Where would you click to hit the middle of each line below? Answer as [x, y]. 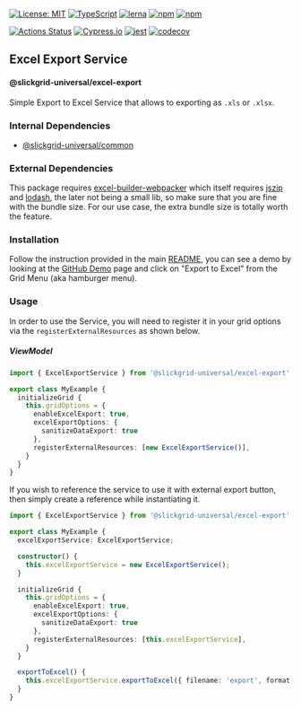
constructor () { [47, 557]
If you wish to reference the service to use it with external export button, [142, 490]
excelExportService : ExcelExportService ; [96, 540]
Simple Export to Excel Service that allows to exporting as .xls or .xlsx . [142, 102]
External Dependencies [61, 168]
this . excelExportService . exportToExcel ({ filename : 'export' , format [158, 681]
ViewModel [31, 351]
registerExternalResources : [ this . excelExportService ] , [139, 639]
